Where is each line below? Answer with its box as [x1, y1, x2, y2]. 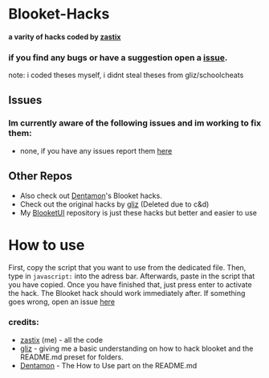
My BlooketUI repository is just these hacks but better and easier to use [19, 207, 257, 217]
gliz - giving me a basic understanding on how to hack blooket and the [19, 343, 254, 353]
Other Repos [8, 170, 72, 183]
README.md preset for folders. [19, 351, 124, 362]
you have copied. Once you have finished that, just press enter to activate [8, 279, 252, 290]
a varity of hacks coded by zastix [8, 31, 121, 41]
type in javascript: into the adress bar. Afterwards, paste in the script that [8, 271, 255, 281]
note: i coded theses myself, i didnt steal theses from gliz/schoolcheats [8, 70, 244, 80]
